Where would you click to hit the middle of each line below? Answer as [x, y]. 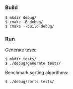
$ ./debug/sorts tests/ [30, 82]
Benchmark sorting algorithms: [37, 72]
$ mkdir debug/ [21, 18]
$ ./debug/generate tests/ [33, 63]
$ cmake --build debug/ [30, 26]
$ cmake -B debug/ [24, 22]
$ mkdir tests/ [21, 59]
